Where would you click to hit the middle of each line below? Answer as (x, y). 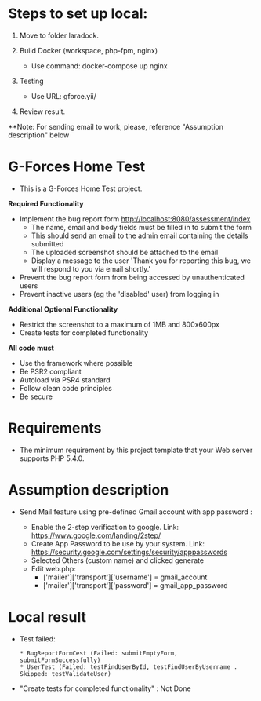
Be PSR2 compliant (51, 371)
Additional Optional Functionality (63, 309)
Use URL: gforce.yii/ (63, 96)
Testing (32, 81)
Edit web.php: (53, 568)
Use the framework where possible (76, 363)
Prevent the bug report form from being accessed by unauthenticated (132, 277)
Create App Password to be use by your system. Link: (118, 543)
